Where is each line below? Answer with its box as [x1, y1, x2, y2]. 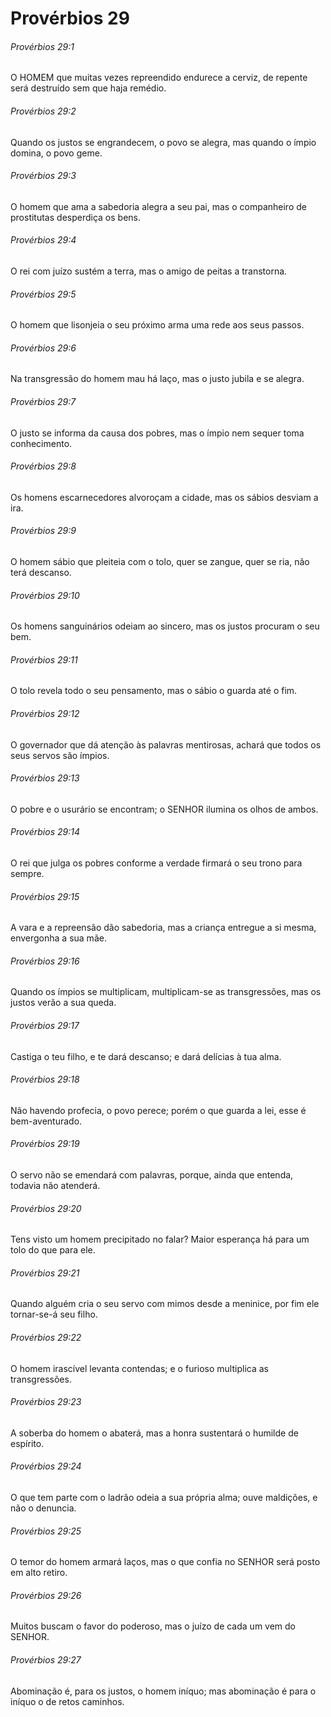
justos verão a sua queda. [10, 997, 117, 1009]
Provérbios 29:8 [10, 460, 77, 472]
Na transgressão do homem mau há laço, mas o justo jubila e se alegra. [10, 373, 305, 385]
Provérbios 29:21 [10, 1267, 80, 1279]
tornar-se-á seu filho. [10, 1308, 98, 1321]
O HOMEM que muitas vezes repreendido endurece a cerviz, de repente [10, 72, 308, 84]
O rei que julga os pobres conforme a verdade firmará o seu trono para [10, 857, 303, 869]
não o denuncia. [10, 1502, 77, 1514]
